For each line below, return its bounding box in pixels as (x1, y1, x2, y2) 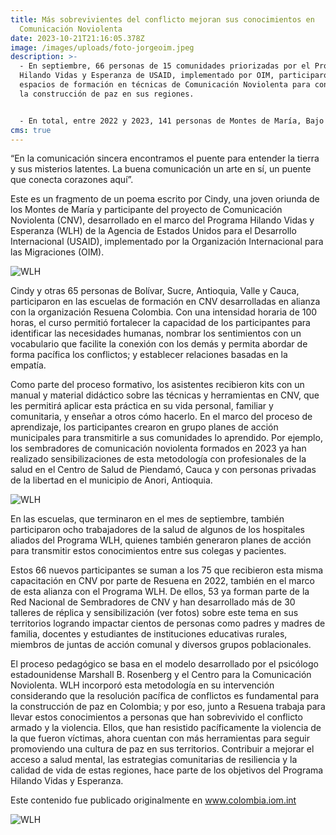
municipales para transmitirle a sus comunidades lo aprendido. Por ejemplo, (10, 432, 323, 444)
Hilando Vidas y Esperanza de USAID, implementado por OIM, (19, 71, 275, 81)
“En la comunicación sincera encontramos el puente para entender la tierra (10, 152, 320, 165)
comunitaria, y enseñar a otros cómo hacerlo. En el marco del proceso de (10, 411, 313, 423)
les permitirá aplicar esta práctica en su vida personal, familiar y (10, 400, 274, 412)
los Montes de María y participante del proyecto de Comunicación (10, 204, 283, 216)
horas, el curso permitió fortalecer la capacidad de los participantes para (10, 317, 311, 329)
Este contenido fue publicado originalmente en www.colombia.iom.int (10, 794, 297, 806)
